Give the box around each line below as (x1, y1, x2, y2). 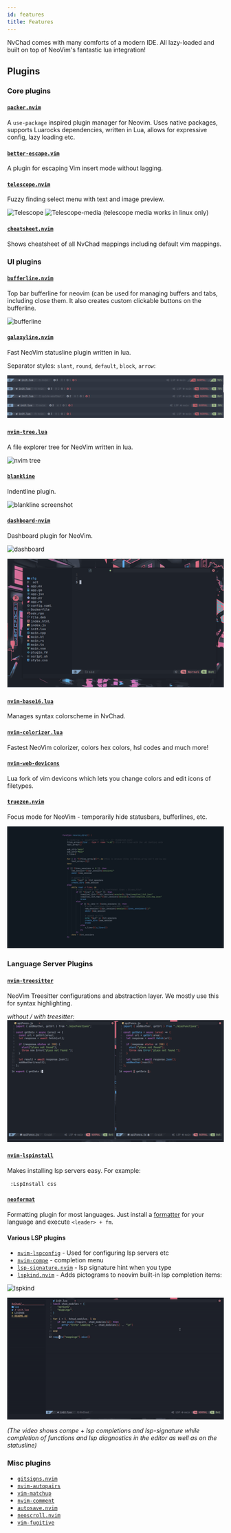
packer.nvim (7, 104, 41, 112)
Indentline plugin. (7, 487, 56, 495)
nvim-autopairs (16, 1483, 61, 1490)
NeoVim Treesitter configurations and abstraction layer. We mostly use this (7, 992, 219, 1000)
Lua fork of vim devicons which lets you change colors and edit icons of (7, 774, 211, 782)
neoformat (7, 1196, 36, 1203)
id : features (7, 11, 45, 18)
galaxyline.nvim (7, 334, 54, 341)
